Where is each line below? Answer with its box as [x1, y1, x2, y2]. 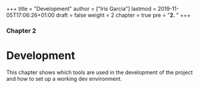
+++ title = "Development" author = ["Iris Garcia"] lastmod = [6, 5, 157, 12]
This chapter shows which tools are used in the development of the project [6, 69, 193, 76]
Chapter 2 [6, 27, 36, 35]
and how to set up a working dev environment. [6, 75, 122, 82]
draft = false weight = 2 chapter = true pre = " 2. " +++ [56, 11, 191, 19]
